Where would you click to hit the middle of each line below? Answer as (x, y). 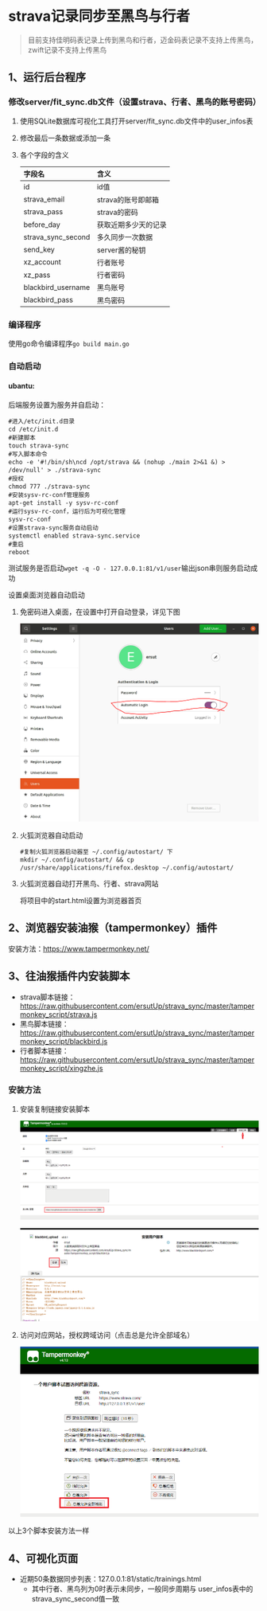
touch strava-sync (39, 446)
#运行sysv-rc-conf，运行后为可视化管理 (67, 511)
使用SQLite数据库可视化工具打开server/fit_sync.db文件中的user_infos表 (136, 121)
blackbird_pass (48, 300)
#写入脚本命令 (28, 454)
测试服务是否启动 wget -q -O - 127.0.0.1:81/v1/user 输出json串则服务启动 (130, 568)
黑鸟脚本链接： (44, 1023)
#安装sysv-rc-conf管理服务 (49, 495)
